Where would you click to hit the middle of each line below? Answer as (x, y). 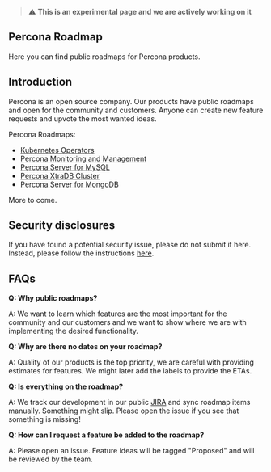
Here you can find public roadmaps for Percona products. (104, 57)
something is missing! (44, 419)
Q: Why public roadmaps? (53, 298)
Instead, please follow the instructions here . (81, 253)
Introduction (40, 82)
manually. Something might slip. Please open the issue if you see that (124, 411)
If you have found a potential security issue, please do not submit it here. (130, 245)
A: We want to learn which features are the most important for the (118, 314)
